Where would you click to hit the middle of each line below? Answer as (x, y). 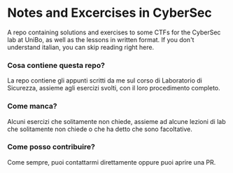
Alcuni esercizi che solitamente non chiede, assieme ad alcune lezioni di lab (116, 121)
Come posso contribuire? (51, 147)
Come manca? (32, 106)
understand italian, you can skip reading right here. (81, 47)
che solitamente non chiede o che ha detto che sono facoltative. (100, 129)
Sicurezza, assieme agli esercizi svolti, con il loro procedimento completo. (114, 88)
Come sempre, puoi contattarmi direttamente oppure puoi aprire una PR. (112, 162)
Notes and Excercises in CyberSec (110, 13)
